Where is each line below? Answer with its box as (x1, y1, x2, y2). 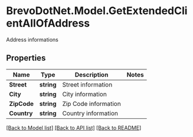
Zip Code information (62, 99, 121, 108)
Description (74, 71, 109, 79)
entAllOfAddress (6, 16, 90, 30)
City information (62, 90, 107, 98)
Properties (6, 53, 46, 63)
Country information (62, 109, 118, 117)
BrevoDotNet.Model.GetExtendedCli (6, 4, 188, 18)
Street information (62, 81, 113, 89)
